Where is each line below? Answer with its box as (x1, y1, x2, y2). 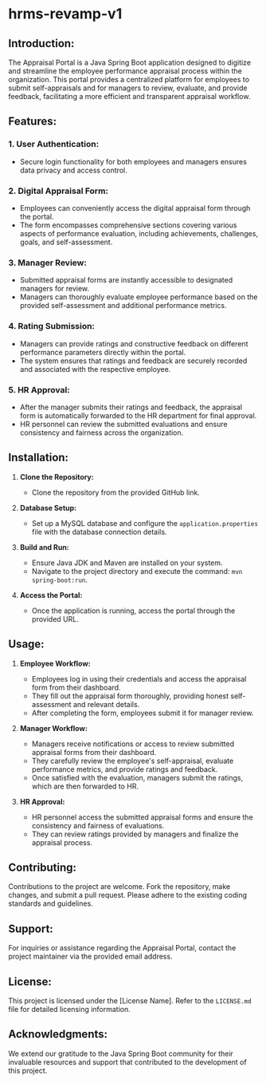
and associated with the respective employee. (19, 364, 171, 374)
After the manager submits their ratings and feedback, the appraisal (19, 402, 243, 412)
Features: (8, 115, 57, 128)
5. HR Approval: (8, 384, 70, 395)
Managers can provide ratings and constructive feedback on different (19, 338, 248, 348)
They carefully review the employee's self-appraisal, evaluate (31, 756, 234, 765)
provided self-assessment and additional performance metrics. (19, 301, 227, 310)
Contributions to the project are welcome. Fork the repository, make (8, 882, 231, 891)
